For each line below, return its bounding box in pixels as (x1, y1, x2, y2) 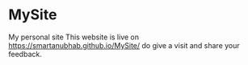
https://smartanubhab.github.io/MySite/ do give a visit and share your (8, 40, 240, 50)
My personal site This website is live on (8, 32, 140, 42)
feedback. (8, 49, 42, 59)
